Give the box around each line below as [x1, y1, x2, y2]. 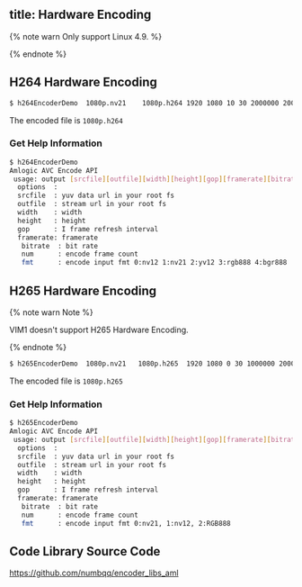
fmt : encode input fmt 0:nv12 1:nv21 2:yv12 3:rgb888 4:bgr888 [21, 258, 288, 267]
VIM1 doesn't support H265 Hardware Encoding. [9, 324, 189, 335]
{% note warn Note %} [9, 306, 94, 318]
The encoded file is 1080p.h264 [9, 114, 123, 125]
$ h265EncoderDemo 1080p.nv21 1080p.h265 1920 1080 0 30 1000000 [9, 359, 276, 368]
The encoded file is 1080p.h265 [9, 375, 123, 386]
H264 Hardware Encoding [9, 75, 157, 90]
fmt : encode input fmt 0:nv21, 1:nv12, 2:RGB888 [21, 519, 231, 528]
